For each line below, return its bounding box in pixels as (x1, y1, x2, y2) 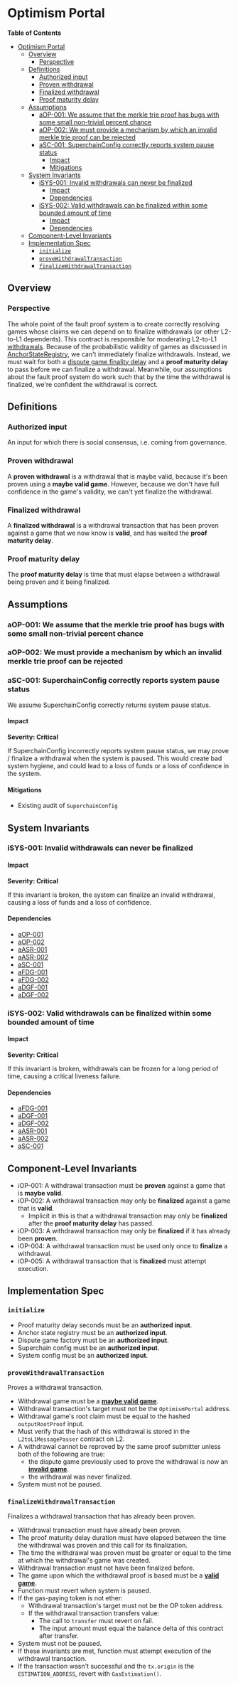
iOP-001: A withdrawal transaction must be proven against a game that (17, 1181, 226, 1189)
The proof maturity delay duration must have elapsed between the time (17, 1533, 227, 1542)
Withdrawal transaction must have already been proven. (17, 1526, 182, 1534)
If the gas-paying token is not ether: (17, 1594, 123, 1602)
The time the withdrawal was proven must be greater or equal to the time (17, 1548, 232, 1557)
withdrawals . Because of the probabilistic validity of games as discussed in (7, 342, 227, 351)
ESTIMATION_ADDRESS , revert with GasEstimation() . (17, 1669, 162, 1678)
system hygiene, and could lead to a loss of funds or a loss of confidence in (7, 761, 229, 770)
